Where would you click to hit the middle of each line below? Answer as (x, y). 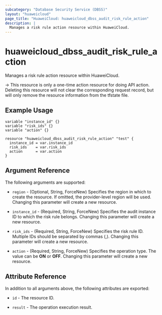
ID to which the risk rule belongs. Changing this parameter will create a (83, 216)
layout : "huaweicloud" (28, 14)
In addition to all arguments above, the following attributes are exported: (77, 288)
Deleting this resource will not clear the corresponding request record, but (80, 90)
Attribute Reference (36, 277)
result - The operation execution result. (52, 307)
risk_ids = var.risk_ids (38, 147)
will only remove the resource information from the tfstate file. (67, 95)
